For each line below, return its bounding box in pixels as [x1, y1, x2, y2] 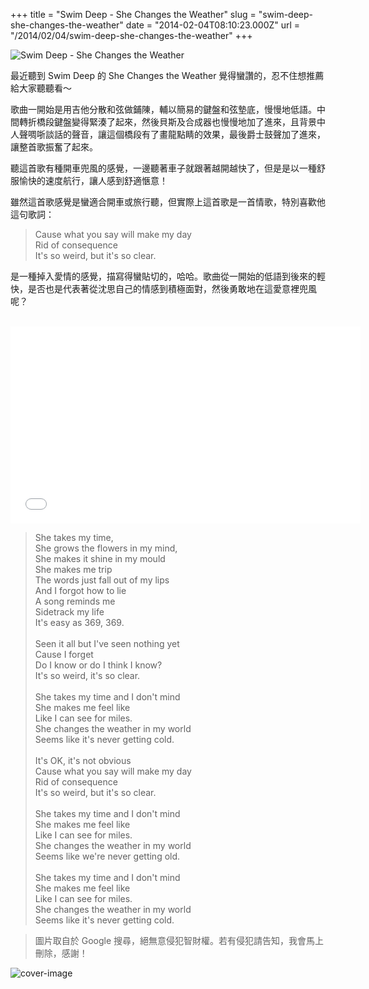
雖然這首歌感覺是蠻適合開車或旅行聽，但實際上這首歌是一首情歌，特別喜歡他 [10, 196, 326, 208]
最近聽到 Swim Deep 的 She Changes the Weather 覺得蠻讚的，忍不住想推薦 [10, 70, 325, 81]
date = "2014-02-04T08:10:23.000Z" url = [125, 19, 301, 31]
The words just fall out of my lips [34, 574, 170, 586]
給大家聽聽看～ [10, 82, 72, 94]
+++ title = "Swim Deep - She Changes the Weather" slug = [10, 9, 257, 20]
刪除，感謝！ [34, 947, 88, 959]
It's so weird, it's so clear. [34, 670, 141, 681]
